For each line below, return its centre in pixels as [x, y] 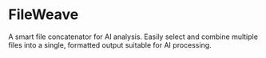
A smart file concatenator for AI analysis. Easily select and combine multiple [133, 37]
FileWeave [44, 15]
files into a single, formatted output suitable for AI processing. [110, 44]
